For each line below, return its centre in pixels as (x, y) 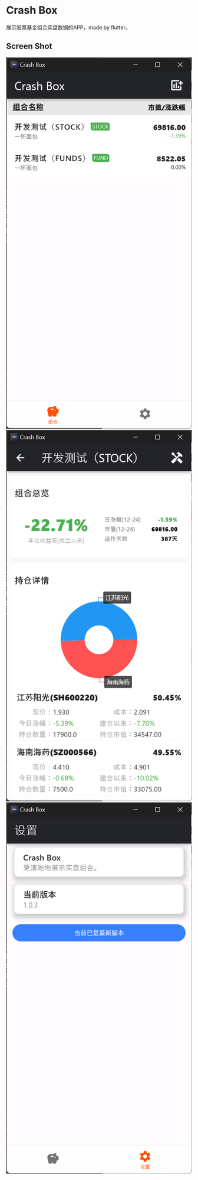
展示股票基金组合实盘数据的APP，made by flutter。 (68, 27)
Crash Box (32, 10)
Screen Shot (29, 46)
